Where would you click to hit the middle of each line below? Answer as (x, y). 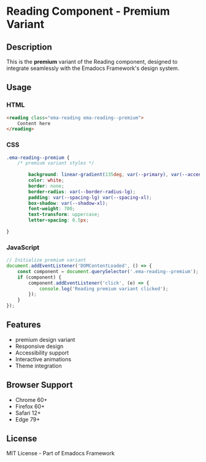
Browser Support (40, 385)
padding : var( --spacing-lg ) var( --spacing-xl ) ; (90, 198)
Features (24, 325)
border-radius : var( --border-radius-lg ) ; (82, 191)
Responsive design (39, 346)
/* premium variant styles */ (56, 163)
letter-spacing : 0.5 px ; (59, 220)
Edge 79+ (28, 419)
